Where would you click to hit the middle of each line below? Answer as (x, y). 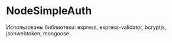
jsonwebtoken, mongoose (38, 33)
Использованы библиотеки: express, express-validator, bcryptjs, (86, 27)
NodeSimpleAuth (49, 11)
